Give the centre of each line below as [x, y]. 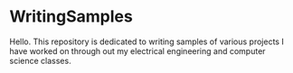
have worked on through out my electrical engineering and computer [137, 50]
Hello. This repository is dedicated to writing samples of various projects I [147, 41]
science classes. [40, 60]
